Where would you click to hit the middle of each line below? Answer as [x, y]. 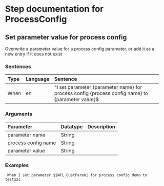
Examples [17, 165]
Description [102, 126]
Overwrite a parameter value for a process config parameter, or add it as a [80, 49]
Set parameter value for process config [66, 37]
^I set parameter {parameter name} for [98, 87]
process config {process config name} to [101, 93]
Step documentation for [54, 9]
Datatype [72, 126]
